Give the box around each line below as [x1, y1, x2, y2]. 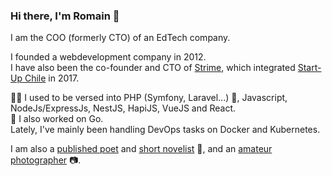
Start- [297, 62, 322, 74]
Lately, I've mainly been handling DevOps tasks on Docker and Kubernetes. [10, 124, 321, 136]
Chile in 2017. [24, 72, 80, 84]
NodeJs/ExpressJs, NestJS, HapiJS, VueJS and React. [10, 102, 237, 114]
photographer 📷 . [10, 154, 82, 166]
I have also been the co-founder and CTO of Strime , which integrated [10, 62, 296, 74]
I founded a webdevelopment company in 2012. [10, 51, 207, 63]
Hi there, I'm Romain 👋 [10, 9, 120, 23]
